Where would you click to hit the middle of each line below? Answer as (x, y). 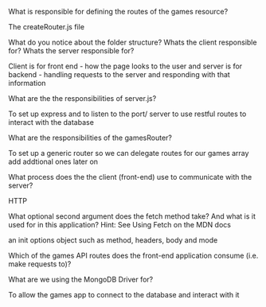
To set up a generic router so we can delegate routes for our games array (129, 153)
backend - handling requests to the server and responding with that (119, 74)
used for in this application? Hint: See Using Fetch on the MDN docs (119, 225)
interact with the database (51, 122)
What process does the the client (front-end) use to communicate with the (130, 177)
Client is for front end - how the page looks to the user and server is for (125, 66)
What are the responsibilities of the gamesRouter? (90, 138)
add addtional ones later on (53, 161)
